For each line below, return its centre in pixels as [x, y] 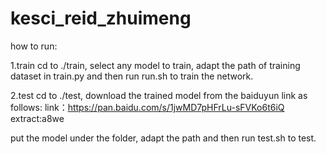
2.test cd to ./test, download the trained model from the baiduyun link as [159, 95]
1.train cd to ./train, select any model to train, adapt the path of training [155, 65]
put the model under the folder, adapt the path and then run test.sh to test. [163, 138]
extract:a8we [37, 118]
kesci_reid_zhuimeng [101, 18]
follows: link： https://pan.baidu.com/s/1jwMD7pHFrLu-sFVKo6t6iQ [147, 107]
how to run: [34, 46]
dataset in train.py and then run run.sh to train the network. [132, 76]
